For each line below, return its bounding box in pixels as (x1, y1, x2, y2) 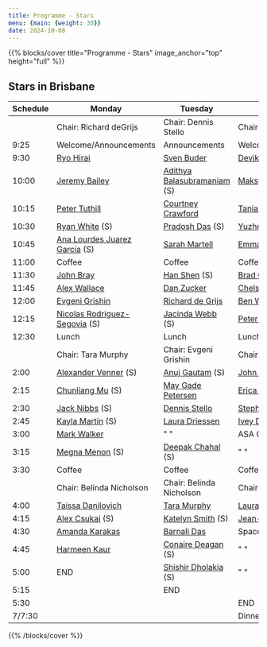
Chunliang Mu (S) (56, 385, 122, 396)
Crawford (163, 208, 199, 219)
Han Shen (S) (163, 269, 214, 281)
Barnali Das (163, 526, 207, 537)
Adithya (163, 165, 192, 176)
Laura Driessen (163, 416, 220, 427)
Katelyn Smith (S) (163, 513, 229, 525)
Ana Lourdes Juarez (56, 234, 133, 245)
